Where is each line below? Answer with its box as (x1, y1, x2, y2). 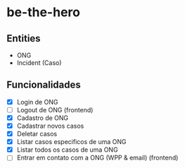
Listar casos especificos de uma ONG (16, 138, 127, 146)
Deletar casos (16, 130, 58, 138)
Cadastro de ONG (16, 114, 69, 122)
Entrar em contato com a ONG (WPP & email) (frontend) (16, 153, 179, 162)
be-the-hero (6, 4, 80, 20)
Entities (6, 32, 41, 44)
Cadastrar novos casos (16, 121, 84, 130)
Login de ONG (16, 97, 58, 106)
